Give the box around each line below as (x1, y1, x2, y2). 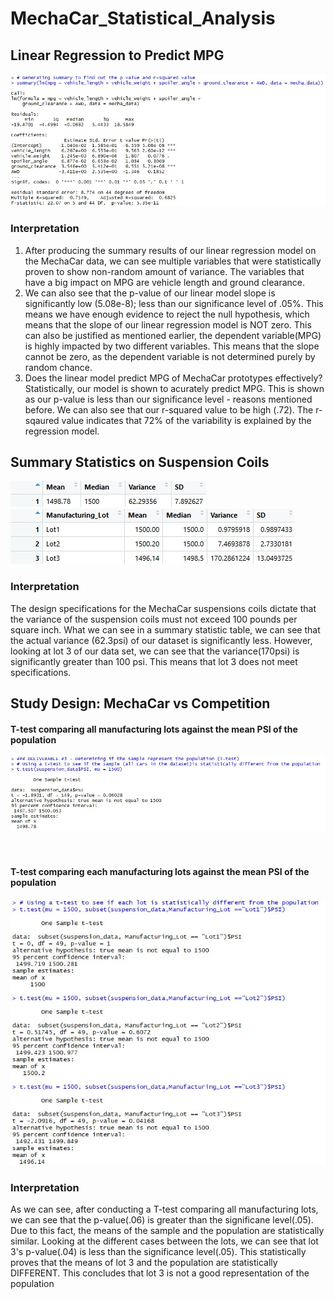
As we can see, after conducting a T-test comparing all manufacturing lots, (10, 1203, 319, 1216)
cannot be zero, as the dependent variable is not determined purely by (24, 350, 316, 362)
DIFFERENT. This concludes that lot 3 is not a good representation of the (10, 1267, 310, 1279)
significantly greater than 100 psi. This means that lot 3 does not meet (10, 655, 298, 667)
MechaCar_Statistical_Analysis (10, 7, 276, 30)
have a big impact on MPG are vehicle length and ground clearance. (24, 276, 306, 288)
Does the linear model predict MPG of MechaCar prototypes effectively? (24, 372, 323, 384)
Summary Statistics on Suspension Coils (10, 453, 270, 471)
